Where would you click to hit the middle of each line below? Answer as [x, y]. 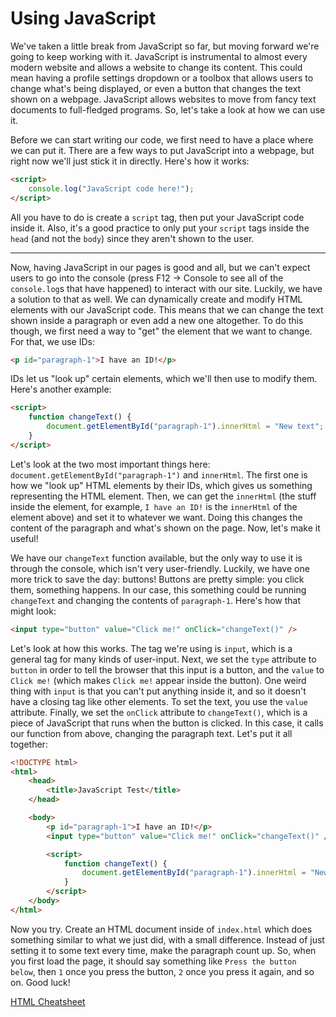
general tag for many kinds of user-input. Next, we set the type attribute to [163, 659]
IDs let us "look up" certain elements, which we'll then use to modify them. [164, 379]
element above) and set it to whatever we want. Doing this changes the [156, 517]
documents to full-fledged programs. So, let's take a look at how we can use [168, 109]
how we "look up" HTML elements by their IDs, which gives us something [161, 485]
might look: [33, 611]
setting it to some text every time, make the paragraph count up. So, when [163, 950]
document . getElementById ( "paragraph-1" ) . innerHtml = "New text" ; [185, 427]
